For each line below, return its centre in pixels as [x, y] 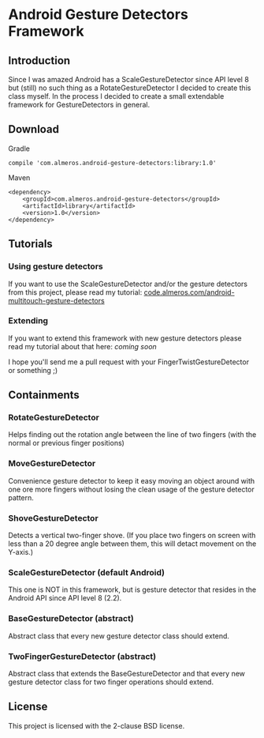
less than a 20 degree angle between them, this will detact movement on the [132, 544]
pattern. [21, 497]
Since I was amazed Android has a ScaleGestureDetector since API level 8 [129, 79]
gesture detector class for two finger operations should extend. [111, 682]
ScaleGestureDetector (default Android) [87, 572]
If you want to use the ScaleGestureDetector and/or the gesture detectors [128, 284]
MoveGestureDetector [52, 464]
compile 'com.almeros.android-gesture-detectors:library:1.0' [112, 163]
